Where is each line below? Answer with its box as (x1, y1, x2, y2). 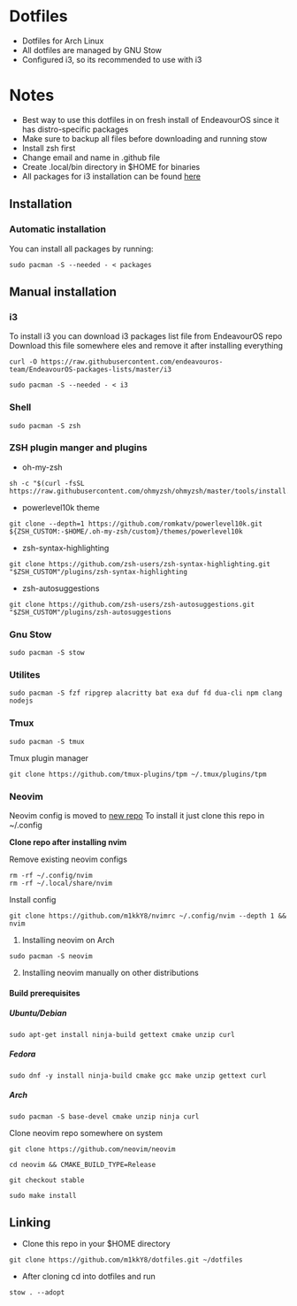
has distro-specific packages (21, 124, 129, 134)
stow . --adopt (9, 1288, 65, 1297)
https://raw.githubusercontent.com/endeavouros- (41, 357, 224, 366)
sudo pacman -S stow (9, 649, 86, 657)
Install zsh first (21, 142, 76, 153)
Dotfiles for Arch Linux (21, 35, 104, 46)
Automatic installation (9, 223, 106, 235)
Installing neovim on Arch (21, 935, 115, 946)
